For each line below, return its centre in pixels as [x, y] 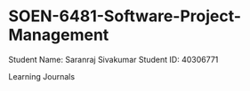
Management [59, 35]
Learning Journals [42, 76]
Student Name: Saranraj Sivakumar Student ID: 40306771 [113, 59]
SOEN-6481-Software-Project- [125, 16]
